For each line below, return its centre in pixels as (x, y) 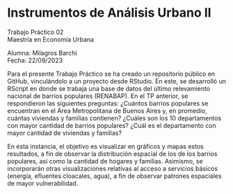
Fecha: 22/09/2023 (35, 60)
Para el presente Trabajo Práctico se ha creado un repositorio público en (111, 74)
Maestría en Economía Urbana (51, 39)
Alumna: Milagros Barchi (42, 53)
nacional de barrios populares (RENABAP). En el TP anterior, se (98, 96)
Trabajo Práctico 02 (35, 32)
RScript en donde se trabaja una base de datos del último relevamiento (109, 88)
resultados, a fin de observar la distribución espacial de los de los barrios (112, 154)
